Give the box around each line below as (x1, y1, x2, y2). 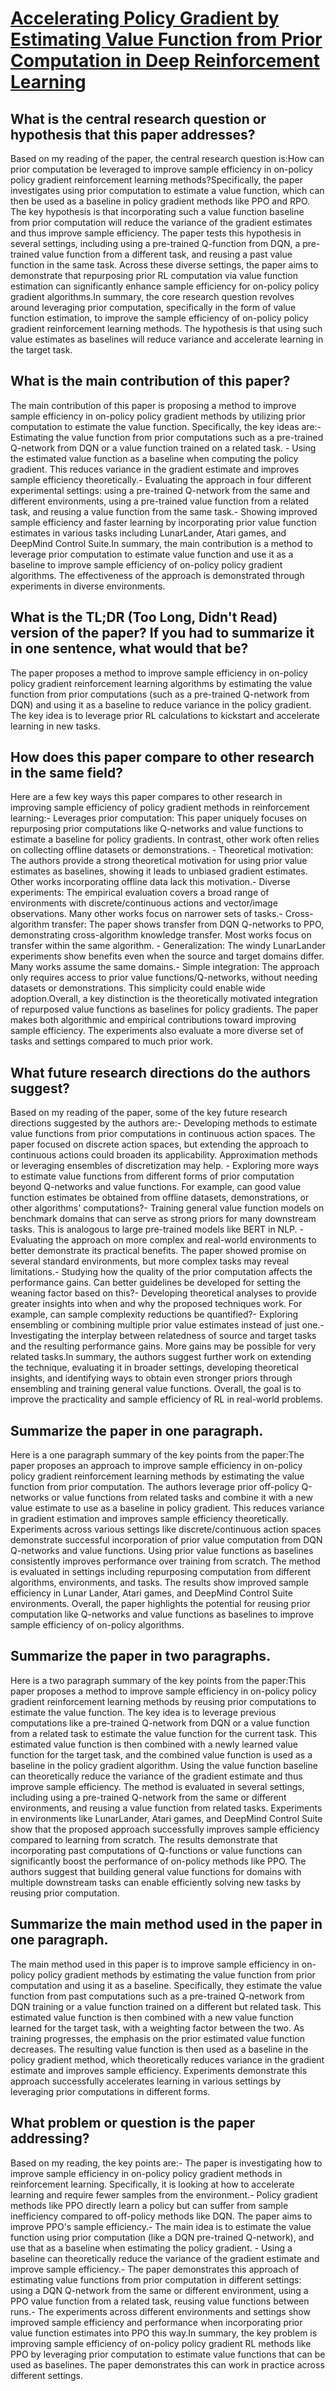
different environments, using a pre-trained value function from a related (10, 495, 310, 507)
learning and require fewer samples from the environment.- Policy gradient (10, 2188, 318, 2201)
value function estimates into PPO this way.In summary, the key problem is (10, 2327, 318, 2339)
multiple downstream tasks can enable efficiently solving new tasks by (10, 1876, 302, 1888)
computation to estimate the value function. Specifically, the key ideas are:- (10, 420, 322, 432)
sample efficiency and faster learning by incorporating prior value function (10, 516, 317, 528)
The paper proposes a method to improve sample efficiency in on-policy (10, 667, 308, 679)
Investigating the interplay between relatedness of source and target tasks (10, 1330, 317, 1342)
